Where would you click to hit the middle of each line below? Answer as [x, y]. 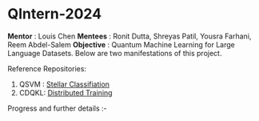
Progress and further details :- [57, 108]
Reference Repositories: [47, 68]
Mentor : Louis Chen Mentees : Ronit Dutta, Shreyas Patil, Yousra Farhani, [129, 36]
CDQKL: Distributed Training [66, 92]
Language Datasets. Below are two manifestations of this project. [115, 53]
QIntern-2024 [54, 14]
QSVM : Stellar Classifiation [64, 84]
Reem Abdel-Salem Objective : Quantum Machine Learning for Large [121, 44]
